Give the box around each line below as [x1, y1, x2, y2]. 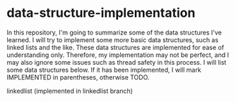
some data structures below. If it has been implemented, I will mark [6, 65, 202, 74]
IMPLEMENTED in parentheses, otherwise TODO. [6, 72, 150, 82]
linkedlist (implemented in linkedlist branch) [6, 87, 134, 95]
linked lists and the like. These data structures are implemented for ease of [6, 43, 224, 51]
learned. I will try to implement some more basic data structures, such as [6, 35, 219, 44]
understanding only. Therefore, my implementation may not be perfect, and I [6, 51, 229, 59]
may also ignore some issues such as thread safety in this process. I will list [6, 58, 227, 66]
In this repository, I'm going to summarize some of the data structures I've [6, 28, 222, 37]
